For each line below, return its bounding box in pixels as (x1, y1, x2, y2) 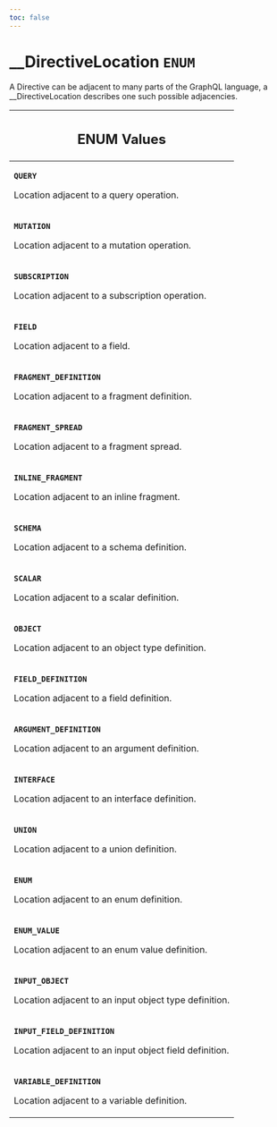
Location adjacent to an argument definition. (13, 742, 199, 755)
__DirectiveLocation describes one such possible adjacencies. (9, 90, 239, 101)
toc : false (9, 13, 50, 22)
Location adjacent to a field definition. (13, 692, 172, 705)
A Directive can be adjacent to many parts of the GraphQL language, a (9, 81, 268, 92)
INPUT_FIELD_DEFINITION (13, 1026, 115, 1037)
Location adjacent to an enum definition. (13, 894, 183, 906)
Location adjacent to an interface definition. (13, 792, 197, 805)
